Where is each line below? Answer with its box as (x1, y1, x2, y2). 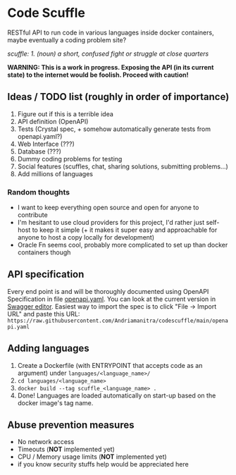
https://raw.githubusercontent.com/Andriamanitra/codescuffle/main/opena (7, 317, 229, 324)
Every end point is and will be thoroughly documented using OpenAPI (7, 287, 209, 295)
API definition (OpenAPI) (17, 117, 89, 125)
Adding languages (7, 343, 89, 354)
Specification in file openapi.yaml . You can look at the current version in (7, 295, 216, 303)
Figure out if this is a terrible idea (17, 109, 114, 118)
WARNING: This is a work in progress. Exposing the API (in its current (7, 63, 214, 71)
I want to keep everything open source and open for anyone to (17, 203, 199, 212)
